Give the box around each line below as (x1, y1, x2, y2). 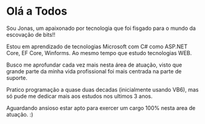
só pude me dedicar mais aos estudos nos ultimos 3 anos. (6, 92, 153, 100)
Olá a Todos (6, 4, 68, 18)
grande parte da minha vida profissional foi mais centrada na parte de (6, 67, 182, 75)
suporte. (6, 74, 27, 81)
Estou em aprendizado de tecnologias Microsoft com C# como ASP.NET (6, 43, 188, 50)
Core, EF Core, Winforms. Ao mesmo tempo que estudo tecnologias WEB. (6, 49, 192, 56)
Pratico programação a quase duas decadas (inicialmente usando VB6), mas (6, 86, 199, 93)
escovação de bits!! (6, 31, 56, 38)
